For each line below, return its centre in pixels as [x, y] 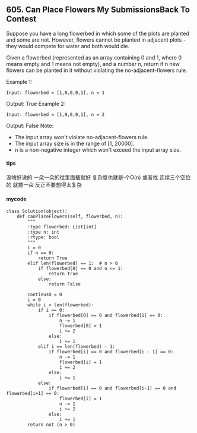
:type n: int [44, 232]
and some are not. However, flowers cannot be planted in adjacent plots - [96, 40]
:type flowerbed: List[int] [62, 227]
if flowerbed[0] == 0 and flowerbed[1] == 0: [106, 316]
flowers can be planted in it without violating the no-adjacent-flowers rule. [97, 70]
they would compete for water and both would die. [68, 46]
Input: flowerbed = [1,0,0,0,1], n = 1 [55, 92]
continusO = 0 [45, 295]
